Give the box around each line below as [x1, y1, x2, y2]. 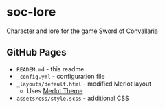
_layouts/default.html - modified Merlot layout [16, 80, 152, 88]
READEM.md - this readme [16, 64, 85, 73]
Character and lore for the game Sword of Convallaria [6, 27, 159, 35]
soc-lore [6, 4, 56, 20]
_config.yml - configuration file [16, 72, 105, 80]
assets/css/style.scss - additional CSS [16, 94, 129, 102]
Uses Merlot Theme [26, 86, 83, 95]
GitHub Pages [6, 47, 67, 58]
